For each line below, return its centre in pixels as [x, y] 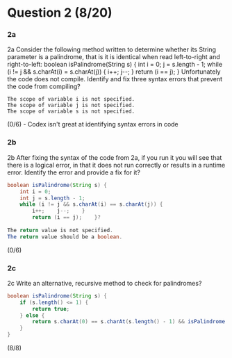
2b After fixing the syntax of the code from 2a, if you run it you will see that [115, 157]
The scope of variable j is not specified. [71, 106]
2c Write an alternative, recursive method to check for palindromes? [105, 283]
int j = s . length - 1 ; [52, 198]
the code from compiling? [44, 87]
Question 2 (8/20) [60, 13]
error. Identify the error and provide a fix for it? [74, 172]
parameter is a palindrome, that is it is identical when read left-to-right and [114, 57]
